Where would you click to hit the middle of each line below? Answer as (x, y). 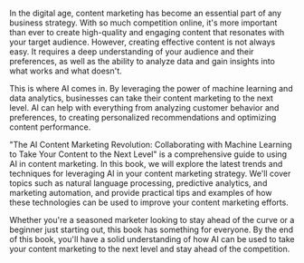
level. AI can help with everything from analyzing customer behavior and (144, 107)
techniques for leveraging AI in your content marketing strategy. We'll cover (150, 173)
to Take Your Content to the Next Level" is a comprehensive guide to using (148, 154)
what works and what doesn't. (66, 71)
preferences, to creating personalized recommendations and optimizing (143, 117)
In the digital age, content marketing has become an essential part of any (146, 13)
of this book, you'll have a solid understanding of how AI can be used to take (152, 239)
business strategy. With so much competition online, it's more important (143, 23)
